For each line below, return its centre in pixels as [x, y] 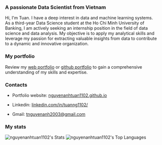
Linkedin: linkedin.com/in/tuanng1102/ [50, 105]
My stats [16, 127]
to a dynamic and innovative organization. [47, 44]
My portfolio [20, 56]
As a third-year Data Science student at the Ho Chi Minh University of [75, 23]
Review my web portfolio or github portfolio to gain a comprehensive [74, 67]
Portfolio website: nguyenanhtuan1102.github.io [59, 95]
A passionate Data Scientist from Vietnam [55, 7]
